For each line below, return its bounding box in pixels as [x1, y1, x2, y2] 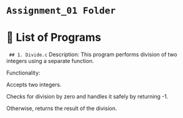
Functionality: [6, 69, 41, 76]
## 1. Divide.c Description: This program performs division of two [9, 51, 178, 58]
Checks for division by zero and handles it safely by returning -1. [6, 93, 168, 100]
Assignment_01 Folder [6, 5, 116, 17]
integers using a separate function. [6, 57, 95, 65]
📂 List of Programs [6, 31, 102, 45]
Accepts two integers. [6, 81, 62, 89]
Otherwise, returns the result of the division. [6, 105, 117, 112]
